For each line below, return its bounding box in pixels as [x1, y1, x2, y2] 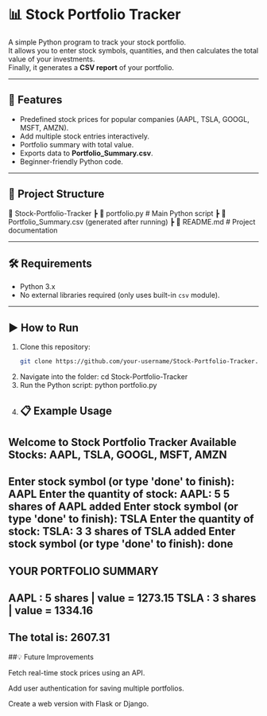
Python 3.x [19, 282, 56, 291]
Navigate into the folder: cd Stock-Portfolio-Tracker [19, 372, 188, 381]
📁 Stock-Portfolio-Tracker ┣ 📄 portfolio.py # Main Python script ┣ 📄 [8, 208, 226, 218]
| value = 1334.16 [8, 604, 94, 617]
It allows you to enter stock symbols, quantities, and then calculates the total [8, 45, 259, 55]
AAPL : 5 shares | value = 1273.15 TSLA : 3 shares [8, 592, 257, 605]
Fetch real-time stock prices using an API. [8, 667, 145, 677]
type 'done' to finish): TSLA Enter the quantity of [8, 512, 254, 526]
